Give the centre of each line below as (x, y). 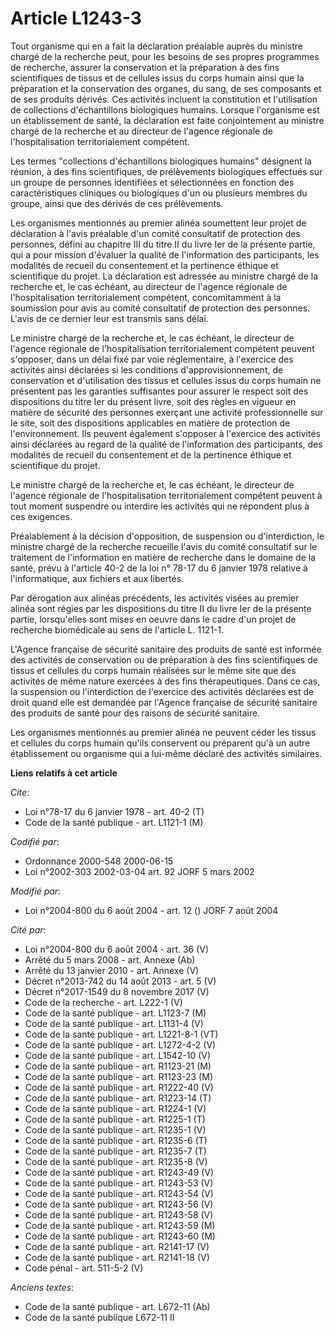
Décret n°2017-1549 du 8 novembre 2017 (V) (117, 991)
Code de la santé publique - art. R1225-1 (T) (115, 1119)
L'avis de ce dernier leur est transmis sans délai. (109, 318)
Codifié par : (35, 841)
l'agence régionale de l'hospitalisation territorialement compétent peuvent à (166, 495)
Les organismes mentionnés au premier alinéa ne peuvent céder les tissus (163, 732)
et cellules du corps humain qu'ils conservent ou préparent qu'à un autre (160, 743)
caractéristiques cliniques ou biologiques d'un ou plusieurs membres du (159, 193)
